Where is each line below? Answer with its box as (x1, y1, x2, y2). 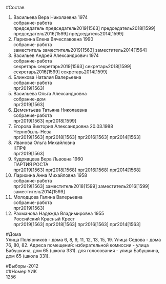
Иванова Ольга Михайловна (13, 139, 76, 146)
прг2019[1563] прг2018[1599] (13, 118, 77, 124)
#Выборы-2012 (6, 263, 39, 269)
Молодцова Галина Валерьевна (13, 194, 83, 200)
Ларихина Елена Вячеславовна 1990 (13, 36, 94, 42)
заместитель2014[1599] (13, 189, 66, 194)
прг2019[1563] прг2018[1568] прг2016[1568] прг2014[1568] (13, 167, 141, 173)
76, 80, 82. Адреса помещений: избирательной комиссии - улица (6, 242, 149, 248)
